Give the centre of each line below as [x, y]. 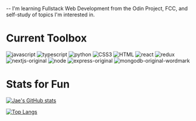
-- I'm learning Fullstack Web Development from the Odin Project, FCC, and [97, 8]
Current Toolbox [47, 38]
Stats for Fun [38, 84]
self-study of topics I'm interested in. [51, 15]
